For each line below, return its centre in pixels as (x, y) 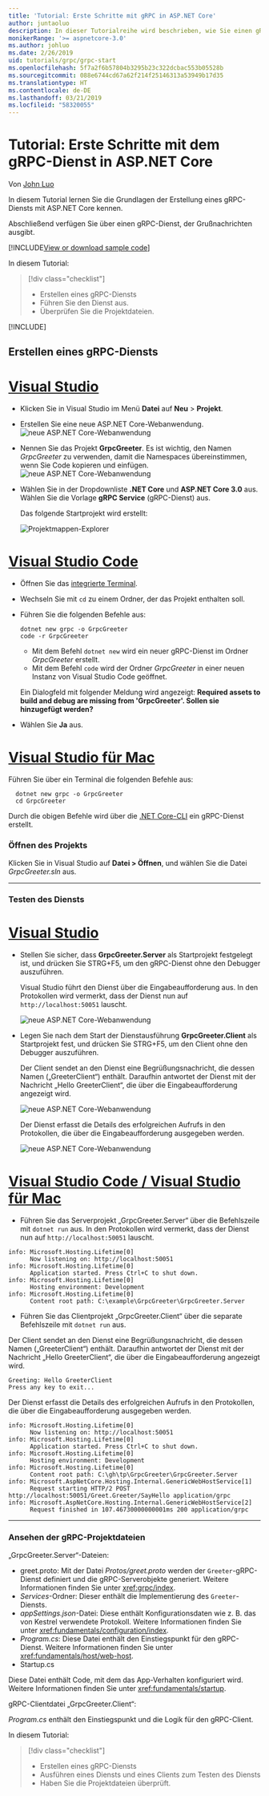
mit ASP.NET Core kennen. (79, 208)
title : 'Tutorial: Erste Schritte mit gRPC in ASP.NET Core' (112, 16)
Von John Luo (31, 184)
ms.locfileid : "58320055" (51, 105)
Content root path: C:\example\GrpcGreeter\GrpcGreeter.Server (137, 1301)
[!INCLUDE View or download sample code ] (79, 248)
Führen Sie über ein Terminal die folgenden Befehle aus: (101, 779)
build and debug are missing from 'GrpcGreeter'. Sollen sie (120, 701)
